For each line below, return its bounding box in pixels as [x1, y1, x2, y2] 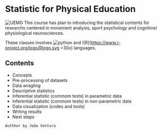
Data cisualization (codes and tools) [12, 103, 85, 109]
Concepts [12, 72, 32, 78]
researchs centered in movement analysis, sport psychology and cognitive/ [5, 25, 158, 30]
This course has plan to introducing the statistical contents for [24, 20, 150, 26]
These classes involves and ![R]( [5, 39, 91, 45]
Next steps [12, 114, 34, 120]
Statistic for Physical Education [5, 3, 136, 15]
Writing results [12, 108, 42, 114]
